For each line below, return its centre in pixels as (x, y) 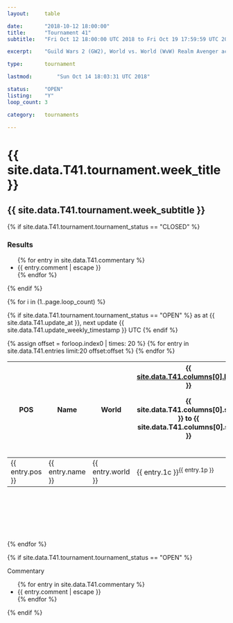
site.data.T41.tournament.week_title (114, 170)
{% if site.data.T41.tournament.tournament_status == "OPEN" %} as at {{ (111, 315)
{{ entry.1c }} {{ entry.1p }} (175, 472)
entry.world (111, 472)
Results (20, 245)
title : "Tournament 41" (49, 33)
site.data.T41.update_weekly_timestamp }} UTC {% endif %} (93, 330)
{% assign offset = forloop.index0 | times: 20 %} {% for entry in (98, 343)
